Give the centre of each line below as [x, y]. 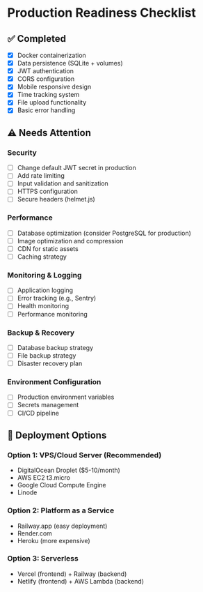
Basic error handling [46, 110]
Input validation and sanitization [63, 183]
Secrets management [48, 405]
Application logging [45, 290]
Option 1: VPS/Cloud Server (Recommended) [84, 455]
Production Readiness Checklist [101, 13]
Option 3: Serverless [43, 559]
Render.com [34, 533]
